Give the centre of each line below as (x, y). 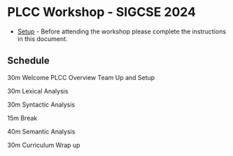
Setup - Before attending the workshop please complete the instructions (121, 31)
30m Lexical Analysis (38, 91)
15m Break (22, 118)
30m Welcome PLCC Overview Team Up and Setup (81, 77)
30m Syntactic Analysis (41, 104)
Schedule (29, 61)
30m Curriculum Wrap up (44, 145)
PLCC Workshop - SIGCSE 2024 (101, 12)
